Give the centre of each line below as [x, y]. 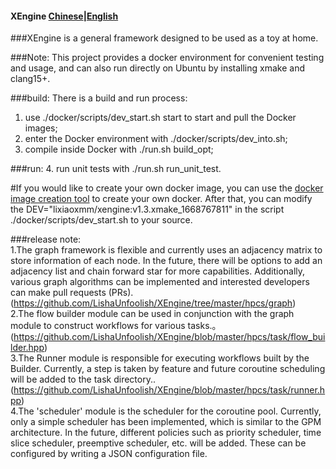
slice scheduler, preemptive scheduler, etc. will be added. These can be [158, 443]
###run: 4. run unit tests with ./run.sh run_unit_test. [116, 169]
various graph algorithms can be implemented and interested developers [160, 282]
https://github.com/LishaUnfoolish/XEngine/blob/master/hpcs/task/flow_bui [169, 337]
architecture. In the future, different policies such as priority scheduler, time [166, 433]
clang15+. [30, 79]
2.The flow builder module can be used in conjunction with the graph [152, 314]
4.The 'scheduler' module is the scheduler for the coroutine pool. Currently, [166, 411]
